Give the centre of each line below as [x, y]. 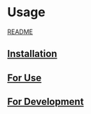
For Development [45, 102]
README [20, 32]
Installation [32, 54]
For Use [24, 78]
